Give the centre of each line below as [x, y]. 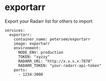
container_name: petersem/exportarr [52, 39]
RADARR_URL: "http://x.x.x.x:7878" [55, 61]
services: [15, 30]
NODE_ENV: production [41, 52]
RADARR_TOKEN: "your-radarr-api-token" [60, 65]
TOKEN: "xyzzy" [34, 57]
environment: [27, 48]
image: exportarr [32, 44]
